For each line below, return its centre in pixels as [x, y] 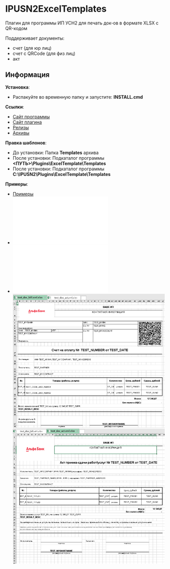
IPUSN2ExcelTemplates [56, 9]
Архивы [21, 133]
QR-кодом [16, 28]
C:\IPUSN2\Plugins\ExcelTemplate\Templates [61, 174]
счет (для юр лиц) [32, 48]
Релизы [21, 127]
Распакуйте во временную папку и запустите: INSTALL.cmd [78, 97]
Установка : [18, 87]
